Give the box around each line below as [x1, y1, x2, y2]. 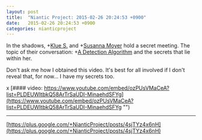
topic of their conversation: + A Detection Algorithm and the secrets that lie [6, 49, 191, 56]
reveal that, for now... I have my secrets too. [6, 73, 115, 80]
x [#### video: [6, 85, 43, 92]
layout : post [6, 8, 39, 15]
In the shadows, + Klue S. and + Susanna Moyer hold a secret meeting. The [6, 42, 191, 49]
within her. [6, 55, 32, 62]
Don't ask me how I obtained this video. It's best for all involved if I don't [6, 67, 185, 74]
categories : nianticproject [6, 25, 77, 32]
